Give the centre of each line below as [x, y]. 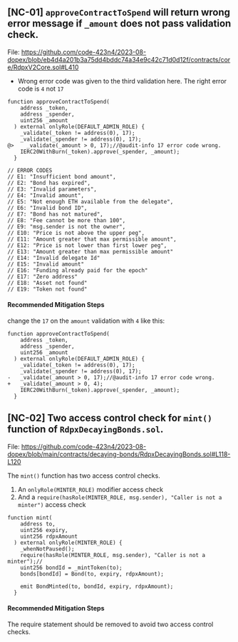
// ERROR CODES [30, 170]
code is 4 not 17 [41, 89]
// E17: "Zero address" [43, 276]
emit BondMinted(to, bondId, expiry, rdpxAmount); [97, 586]
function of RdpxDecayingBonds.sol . [86, 430]
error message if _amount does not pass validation [119, 24]
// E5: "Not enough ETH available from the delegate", [90, 201]
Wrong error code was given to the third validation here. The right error [122, 81]
